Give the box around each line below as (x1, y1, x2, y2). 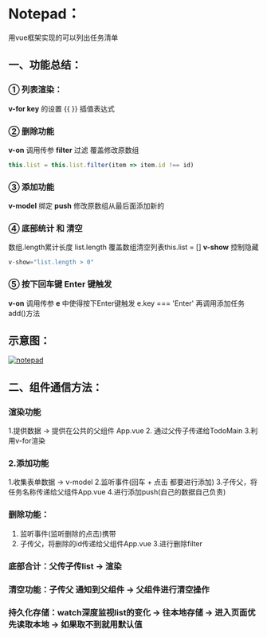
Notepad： (8, 5, 81, 23)
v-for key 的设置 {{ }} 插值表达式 (8, 104, 116, 113)
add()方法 (8, 308, 41, 318)
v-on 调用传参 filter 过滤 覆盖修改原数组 (8, 145, 139, 154)
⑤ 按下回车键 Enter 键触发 (8, 279, 112, 290)
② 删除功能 (8, 126, 55, 137)
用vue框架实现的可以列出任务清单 (8, 33, 119, 42)
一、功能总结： (8, 58, 82, 72)
